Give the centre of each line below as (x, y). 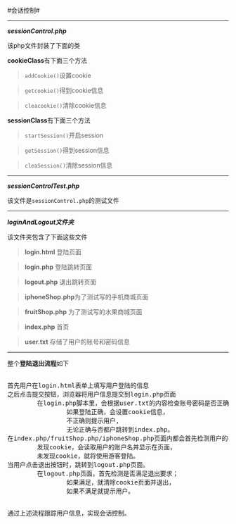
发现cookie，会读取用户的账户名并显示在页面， (107, 447)
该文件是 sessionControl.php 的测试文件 (63, 200)
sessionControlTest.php (43, 186)
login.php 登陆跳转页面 (58, 267)
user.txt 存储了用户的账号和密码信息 (77, 342)
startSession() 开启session (64, 135)
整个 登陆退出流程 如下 (38, 363)
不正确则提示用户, (93, 421)
